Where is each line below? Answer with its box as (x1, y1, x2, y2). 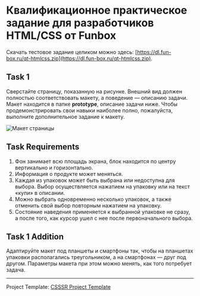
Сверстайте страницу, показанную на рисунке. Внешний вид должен (6, 87, 183, 95)
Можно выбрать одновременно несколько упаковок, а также (14, 196, 172, 203)
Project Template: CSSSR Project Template (6, 284, 111, 291)
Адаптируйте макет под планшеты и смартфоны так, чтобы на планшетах (6, 247, 193, 254)
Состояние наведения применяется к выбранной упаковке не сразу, (14, 208, 190, 215)
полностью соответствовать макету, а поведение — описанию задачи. (6, 94, 188, 101)
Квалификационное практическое (6, 4, 187, 17)
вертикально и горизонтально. (14, 164, 93, 171)
